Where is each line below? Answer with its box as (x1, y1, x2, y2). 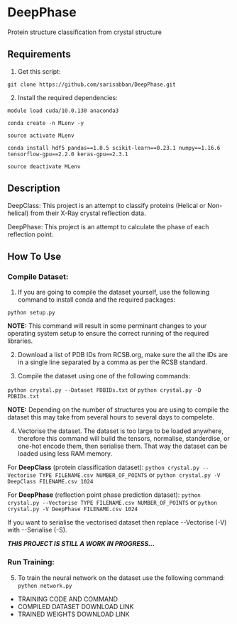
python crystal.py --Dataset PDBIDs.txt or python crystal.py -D (7, 385, 202, 394)
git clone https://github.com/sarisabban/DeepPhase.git (7, 81, 176, 88)
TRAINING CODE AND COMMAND (17, 594, 118, 603)
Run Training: (7, 557, 55, 567)
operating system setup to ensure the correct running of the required (7, 329, 209, 338)
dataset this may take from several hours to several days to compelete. (7, 413, 215, 422)
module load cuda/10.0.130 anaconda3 (7, 107, 119, 114)
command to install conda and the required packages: (17, 295, 176, 304)
